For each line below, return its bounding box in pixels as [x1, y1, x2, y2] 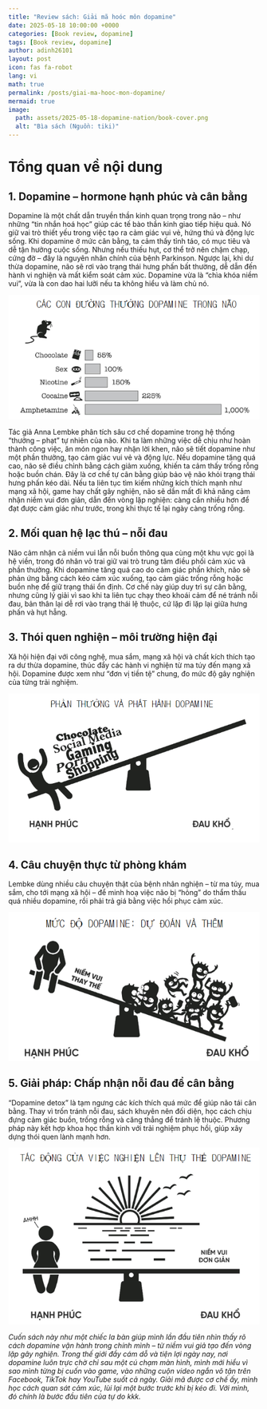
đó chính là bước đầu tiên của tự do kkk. [8, 1391, 141, 1401]
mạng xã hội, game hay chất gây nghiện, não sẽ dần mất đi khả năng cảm [8, 487, 251, 496]
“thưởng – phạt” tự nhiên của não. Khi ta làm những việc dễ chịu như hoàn [8, 436, 251, 445]
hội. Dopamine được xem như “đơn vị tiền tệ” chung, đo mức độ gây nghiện [8, 668, 255, 679]
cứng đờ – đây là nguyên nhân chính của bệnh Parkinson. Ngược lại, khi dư [8, 253, 254, 263]
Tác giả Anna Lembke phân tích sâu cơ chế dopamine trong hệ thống [8, 428, 235, 437]
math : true [8, 80, 45, 88]
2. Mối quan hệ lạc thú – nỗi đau [8, 527, 168, 540]
